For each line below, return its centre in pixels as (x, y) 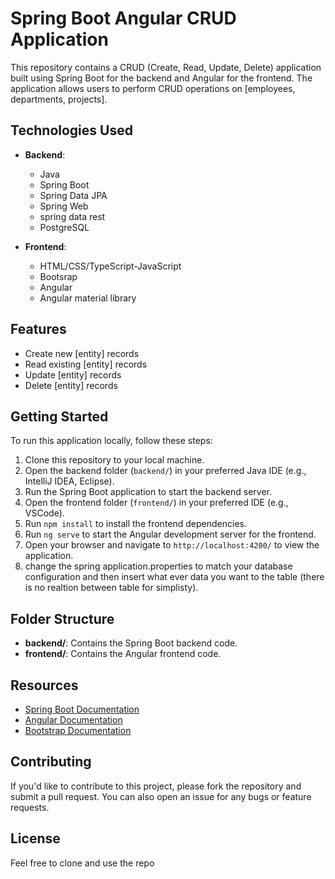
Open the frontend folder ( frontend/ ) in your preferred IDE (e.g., (156, 503)
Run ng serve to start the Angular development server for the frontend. (170, 534)
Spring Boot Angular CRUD (123, 18)
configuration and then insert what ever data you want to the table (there (174, 577)
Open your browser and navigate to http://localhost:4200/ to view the (172, 545)
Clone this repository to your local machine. (114, 460)
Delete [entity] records (71, 385)
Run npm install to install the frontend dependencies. (135, 524)
